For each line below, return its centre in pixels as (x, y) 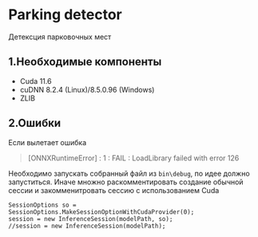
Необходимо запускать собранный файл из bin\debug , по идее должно (129, 173)
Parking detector (65, 15)
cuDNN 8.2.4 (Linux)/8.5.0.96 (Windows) (87, 89)
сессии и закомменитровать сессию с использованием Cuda (114, 190)
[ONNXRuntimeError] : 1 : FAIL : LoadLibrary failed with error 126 (133, 158)
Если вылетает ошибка (48, 142)
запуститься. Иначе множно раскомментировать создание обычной (126, 182)
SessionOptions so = (43, 205)
